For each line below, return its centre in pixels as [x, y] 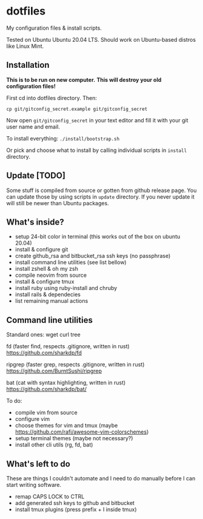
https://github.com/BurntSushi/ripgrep [54, 371]
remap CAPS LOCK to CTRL [50, 497]
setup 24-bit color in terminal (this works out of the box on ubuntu [98, 237]
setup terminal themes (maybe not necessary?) [74, 438]
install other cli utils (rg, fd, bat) [54, 445]
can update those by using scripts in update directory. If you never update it [101, 197]
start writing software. [34, 485]
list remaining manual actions [52, 301]
